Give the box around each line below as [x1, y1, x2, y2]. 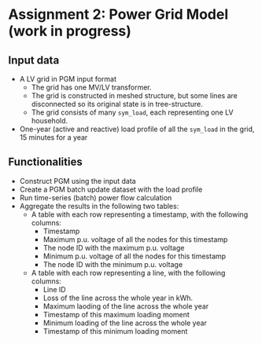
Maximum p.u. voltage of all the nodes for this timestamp [42, 234, 228, 244]
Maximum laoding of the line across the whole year [42, 301, 209, 311]
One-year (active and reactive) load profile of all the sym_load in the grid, [19, 124, 255, 134]
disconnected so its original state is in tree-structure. [31, 100, 203, 108]
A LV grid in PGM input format [19, 75, 116, 83]
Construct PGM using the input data [19, 176, 136, 185]
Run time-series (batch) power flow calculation [19, 192, 172, 202]
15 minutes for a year [19, 133, 88, 142]
